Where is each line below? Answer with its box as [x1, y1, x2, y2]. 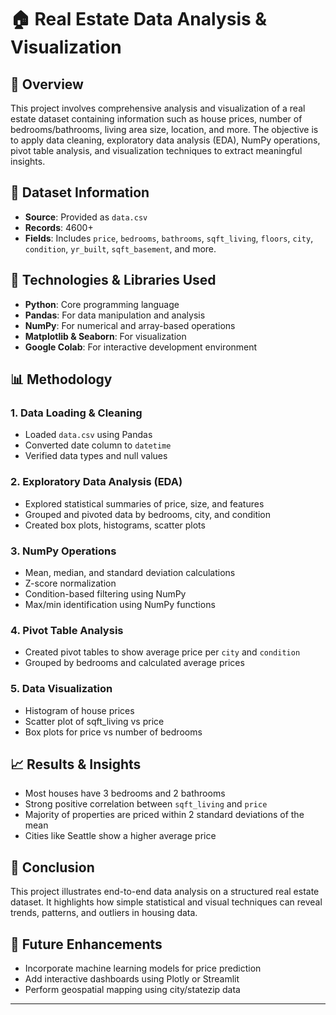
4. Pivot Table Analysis [10, 623, 124, 637]
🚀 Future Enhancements [10, 936, 163, 953]
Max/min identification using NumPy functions [24, 598, 216, 610]
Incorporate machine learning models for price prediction [24, 962, 262, 974]
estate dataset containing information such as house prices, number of [10, 113, 303, 125]
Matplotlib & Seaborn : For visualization [24, 330, 187, 342]
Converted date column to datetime [24, 439, 172, 451]
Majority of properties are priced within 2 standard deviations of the [24, 809, 305, 821]
